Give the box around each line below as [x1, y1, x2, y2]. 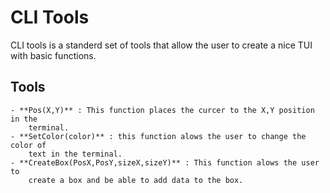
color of [10, 140, 47, 150]
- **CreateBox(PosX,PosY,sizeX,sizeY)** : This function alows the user [10, 157, 320, 168]
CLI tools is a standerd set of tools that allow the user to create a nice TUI [10, 39, 313, 51]
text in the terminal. [28, 149, 123, 159]
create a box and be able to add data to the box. [28, 175, 244, 185]
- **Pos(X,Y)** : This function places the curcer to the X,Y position [10, 105, 315, 115]
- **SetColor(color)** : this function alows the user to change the [10, 131, 307, 141]
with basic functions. [10, 49, 97, 61]
